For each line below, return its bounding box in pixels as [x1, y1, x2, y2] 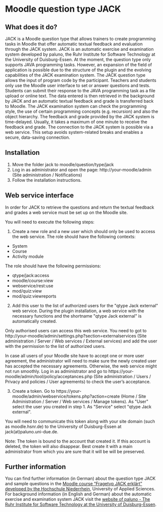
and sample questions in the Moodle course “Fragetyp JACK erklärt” [5, 481, 143, 487]
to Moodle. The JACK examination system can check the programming [5, 104, 147, 109]
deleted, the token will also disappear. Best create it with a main [5, 443, 133, 449]
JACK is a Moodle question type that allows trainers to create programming [5, 36, 156, 42]
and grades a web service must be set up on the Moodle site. [5, 209, 128, 215]
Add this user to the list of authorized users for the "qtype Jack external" [12, 302, 158, 308]
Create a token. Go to [12, 388, 55, 394]
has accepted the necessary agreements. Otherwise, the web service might [5, 363, 157, 369]
